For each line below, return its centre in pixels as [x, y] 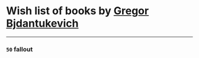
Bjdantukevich [42, 23]
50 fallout [20, 49]
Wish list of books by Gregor [78, 11]
